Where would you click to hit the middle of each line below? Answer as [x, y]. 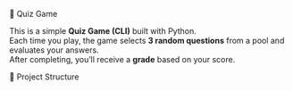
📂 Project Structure [44, 77]
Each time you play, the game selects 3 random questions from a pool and [147, 41]
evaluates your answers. [54, 50]
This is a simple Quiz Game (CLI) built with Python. [103, 31]
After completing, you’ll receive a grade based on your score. [122, 59]
